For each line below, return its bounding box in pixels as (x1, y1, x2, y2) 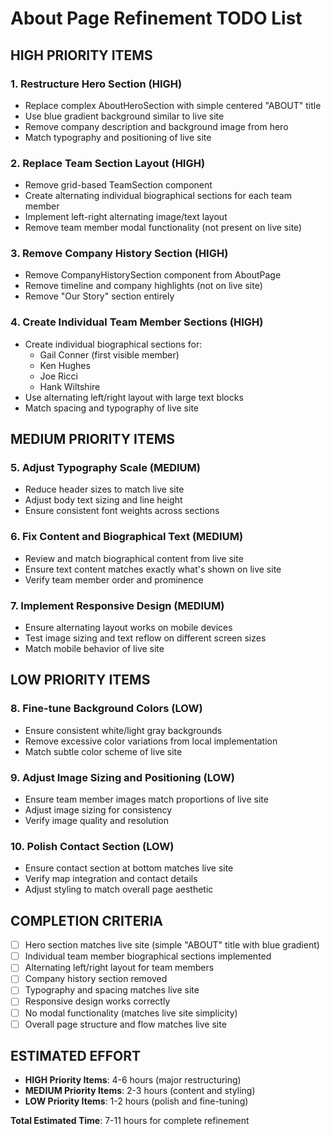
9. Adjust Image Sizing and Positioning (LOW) (10, 770, 235, 784)
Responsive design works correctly (24, 995, 171, 1007)
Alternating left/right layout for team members (24, 962, 215, 974)
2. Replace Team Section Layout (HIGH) (10, 156, 206, 170)
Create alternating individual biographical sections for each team (24, 190, 292, 202)
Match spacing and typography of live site (24, 402, 199, 414)
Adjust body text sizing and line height (24, 494, 183, 506)
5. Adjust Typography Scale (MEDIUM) (10, 461, 201, 475)
